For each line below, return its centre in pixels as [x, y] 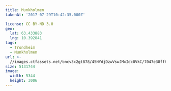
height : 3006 [24, 81]
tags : [11, 43]
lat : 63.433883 [26, 34]
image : [12, 71]
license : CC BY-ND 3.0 [29, 24]
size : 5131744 [20, 67]
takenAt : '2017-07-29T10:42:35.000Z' [45, 15]
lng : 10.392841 [26, 38]
